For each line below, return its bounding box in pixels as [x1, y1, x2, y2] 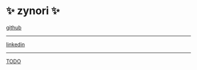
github [6, 24, 22, 31]
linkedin [6, 41, 25, 48]
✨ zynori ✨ [6, 4, 60, 18]
